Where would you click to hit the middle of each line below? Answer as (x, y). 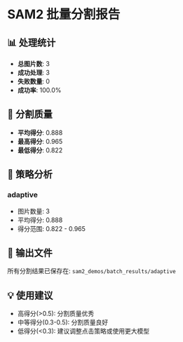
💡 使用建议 (30, 295)
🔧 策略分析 (30, 175)
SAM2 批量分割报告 (64, 14)
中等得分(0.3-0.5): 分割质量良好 (63, 322)
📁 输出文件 (30, 252)
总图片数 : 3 (34, 64)
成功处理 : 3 (34, 72)
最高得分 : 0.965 (40, 141)
